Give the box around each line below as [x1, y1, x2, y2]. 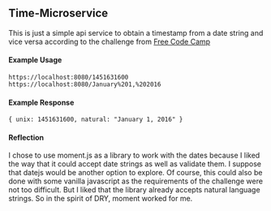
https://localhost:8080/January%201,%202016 [8, 80, 161, 88]
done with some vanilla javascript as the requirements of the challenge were [8, 176, 264, 186]
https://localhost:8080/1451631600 [8, 73, 129, 82]
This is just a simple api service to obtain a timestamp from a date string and [8, 28, 264, 37]
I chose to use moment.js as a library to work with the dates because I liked [8, 150, 260, 161]
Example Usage [8, 55, 62, 65]
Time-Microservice [8, 6, 109, 20]
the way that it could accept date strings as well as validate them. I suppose [8, 159, 262, 169]
